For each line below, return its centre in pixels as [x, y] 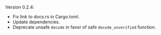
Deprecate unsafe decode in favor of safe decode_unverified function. [84, 27]
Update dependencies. [36, 22]
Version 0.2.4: [20, 7]
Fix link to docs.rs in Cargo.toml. [46, 17]
